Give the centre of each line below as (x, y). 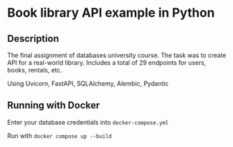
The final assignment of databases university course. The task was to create (117, 55)
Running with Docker (54, 106)
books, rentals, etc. (35, 70)
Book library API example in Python (111, 13)
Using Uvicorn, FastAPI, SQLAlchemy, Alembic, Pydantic (88, 84)
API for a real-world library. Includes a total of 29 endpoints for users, (107, 63)
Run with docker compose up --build (60, 136)
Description (33, 39)
